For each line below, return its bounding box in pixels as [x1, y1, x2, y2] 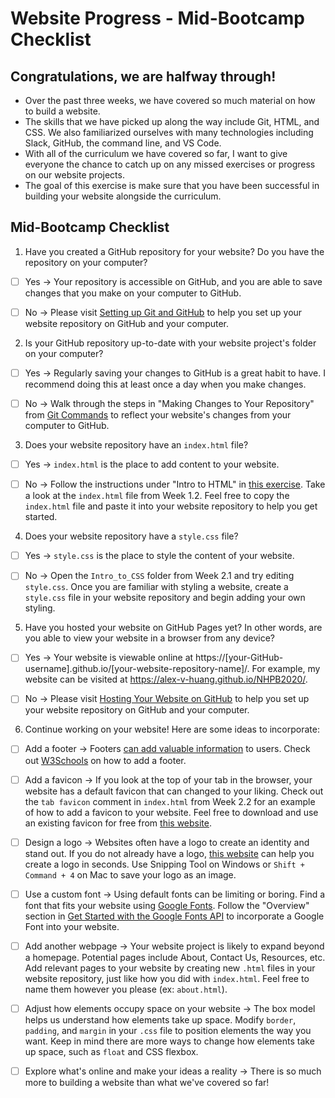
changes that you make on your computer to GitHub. [24, 287, 242, 299]
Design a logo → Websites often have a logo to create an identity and [24, 836, 310, 848]
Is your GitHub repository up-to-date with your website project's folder [24, 337, 317, 349]
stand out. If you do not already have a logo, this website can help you [24, 847, 315, 859]
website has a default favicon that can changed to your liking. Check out [24, 785, 324, 797]
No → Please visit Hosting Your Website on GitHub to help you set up [24, 693, 310, 705]
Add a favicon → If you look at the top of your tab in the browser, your [24, 773, 313, 786]
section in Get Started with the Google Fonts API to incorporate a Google [24, 910, 325, 922]
